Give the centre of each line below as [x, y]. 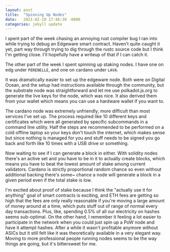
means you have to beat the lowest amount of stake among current [75, 164]
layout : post [19, 10]
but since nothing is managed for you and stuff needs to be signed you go [83, 138]
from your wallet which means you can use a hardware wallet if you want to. [85, 101]
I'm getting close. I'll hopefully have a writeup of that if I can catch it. [77, 55]
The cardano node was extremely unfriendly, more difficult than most [78, 111]
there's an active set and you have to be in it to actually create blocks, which [85, 159]
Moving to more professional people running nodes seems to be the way [81, 238]
